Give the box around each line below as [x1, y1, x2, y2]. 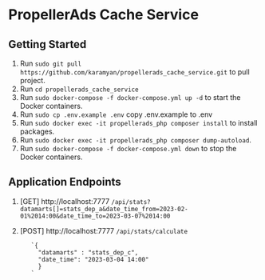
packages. [19, 126, 55, 136]
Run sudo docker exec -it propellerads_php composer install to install [19, 118, 258, 127]
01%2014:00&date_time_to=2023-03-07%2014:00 [19, 212, 171, 220]
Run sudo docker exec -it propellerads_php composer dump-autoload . [19, 135, 251, 145]
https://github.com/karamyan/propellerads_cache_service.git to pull [19, 67, 250, 77]
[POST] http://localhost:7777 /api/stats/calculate [19, 226, 188, 235]
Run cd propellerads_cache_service [19, 84, 139, 94]
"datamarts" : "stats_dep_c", [38, 248, 139, 257]
